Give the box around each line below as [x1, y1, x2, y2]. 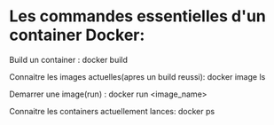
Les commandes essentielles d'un [9, 6, 266, 27]
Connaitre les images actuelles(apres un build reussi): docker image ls [9, 71, 266, 82]
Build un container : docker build [9, 54, 129, 65]
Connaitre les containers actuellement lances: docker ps [9, 105, 215, 116]
